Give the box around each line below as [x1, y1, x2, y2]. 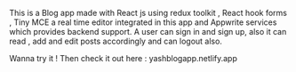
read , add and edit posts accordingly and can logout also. [9, 36, 222, 46]
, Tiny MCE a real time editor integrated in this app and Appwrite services [9, 17, 277, 28]
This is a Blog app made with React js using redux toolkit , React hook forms [9, 8, 287, 18]
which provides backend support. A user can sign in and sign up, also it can [9, 27, 287, 36]
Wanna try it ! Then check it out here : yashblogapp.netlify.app [9, 53, 238, 63]
